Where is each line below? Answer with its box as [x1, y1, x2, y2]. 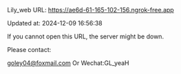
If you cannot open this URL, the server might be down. [7, 32, 164, 40]
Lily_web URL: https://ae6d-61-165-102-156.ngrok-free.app [7, 6, 174, 14]
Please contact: [7, 46, 52, 53]
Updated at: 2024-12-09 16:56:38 [7, 19, 103, 27]
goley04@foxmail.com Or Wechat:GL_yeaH [7, 59, 129, 67]
